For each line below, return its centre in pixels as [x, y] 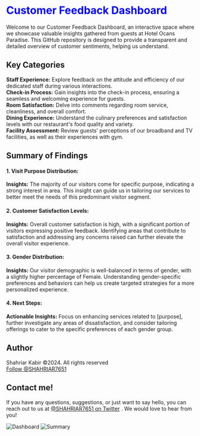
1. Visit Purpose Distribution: [42, 171]
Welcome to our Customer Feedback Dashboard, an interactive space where [100, 27]
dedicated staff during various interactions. [59, 86]
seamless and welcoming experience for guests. [66, 98]
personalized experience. [37, 289]
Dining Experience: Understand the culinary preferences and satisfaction [97, 118]
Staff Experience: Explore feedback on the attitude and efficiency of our [96, 79]
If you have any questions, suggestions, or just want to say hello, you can [96, 402]
